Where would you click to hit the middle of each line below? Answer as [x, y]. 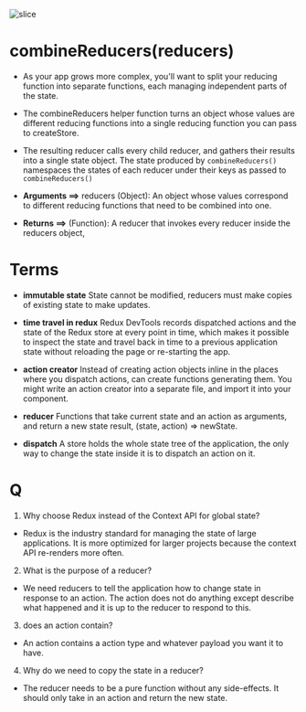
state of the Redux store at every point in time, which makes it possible [156, 332]
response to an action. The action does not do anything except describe [158, 598]
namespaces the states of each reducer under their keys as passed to [154, 170]
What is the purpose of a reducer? [87, 570]
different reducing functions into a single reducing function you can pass [159, 122]
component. [45, 399]
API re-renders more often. [74, 552]
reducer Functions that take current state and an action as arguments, [155, 416]
